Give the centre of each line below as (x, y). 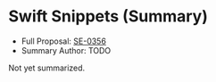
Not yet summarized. (47, 68)
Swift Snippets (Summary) (108, 16)
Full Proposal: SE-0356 (63, 41)
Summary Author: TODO (66, 50)
